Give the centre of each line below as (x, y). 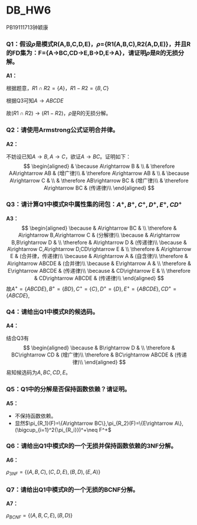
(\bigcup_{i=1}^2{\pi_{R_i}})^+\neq (56, 430)
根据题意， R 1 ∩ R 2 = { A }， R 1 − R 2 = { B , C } (58, 88)
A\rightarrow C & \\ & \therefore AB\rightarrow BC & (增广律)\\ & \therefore (99, 180)
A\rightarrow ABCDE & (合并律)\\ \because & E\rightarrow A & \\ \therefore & (99, 263)
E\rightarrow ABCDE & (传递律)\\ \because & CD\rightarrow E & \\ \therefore (99, 271)
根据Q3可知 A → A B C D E (35, 101)
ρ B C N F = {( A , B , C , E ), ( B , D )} (39, 516)
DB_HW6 (29, 10)
